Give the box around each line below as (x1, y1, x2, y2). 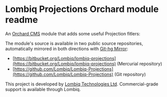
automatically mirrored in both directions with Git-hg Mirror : (5, 45, 128, 51)
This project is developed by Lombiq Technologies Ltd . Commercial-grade (5, 81, 159, 87)
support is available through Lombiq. (5, 86, 81, 92)
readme (5, 14, 38, 25)
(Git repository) (114, 71, 146, 77)
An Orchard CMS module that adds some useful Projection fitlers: (5, 30, 140, 36)
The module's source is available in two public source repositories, (5, 40, 143, 46)
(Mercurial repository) (117, 60, 162, 66)
